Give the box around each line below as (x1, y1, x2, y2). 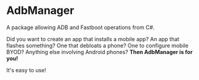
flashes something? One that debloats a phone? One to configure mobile (6, 42, 189, 49)
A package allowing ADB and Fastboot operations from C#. (6, 24, 155, 31)
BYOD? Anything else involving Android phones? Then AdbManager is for (6, 48, 193, 55)
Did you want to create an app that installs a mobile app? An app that (6, 35, 179, 42)
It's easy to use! (6, 66, 47, 73)
